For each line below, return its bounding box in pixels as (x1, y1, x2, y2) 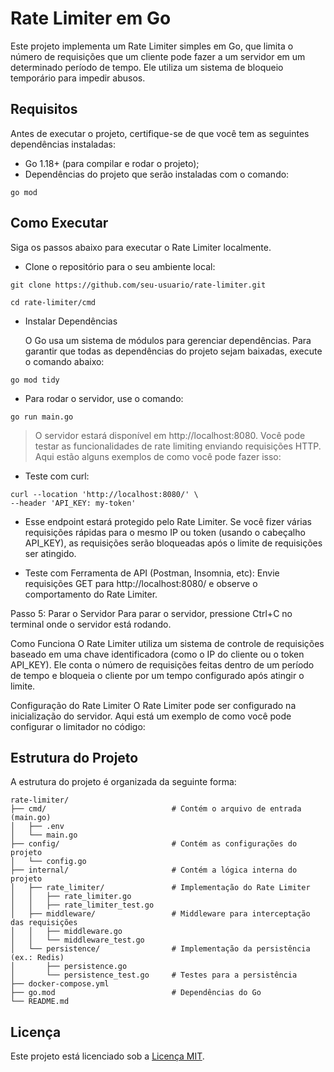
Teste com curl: (24, 470, 90, 482)
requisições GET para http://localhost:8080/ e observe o (24, 577, 258, 589)
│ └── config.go (10, 857, 87, 867)
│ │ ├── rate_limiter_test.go (10, 900, 155, 911)
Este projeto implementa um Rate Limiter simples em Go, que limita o (10, 40, 294, 52)
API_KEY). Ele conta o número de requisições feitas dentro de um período (10, 658, 315, 671)
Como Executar (10, 215, 109, 232)
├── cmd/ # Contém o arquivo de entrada (10, 804, 302, 814)
